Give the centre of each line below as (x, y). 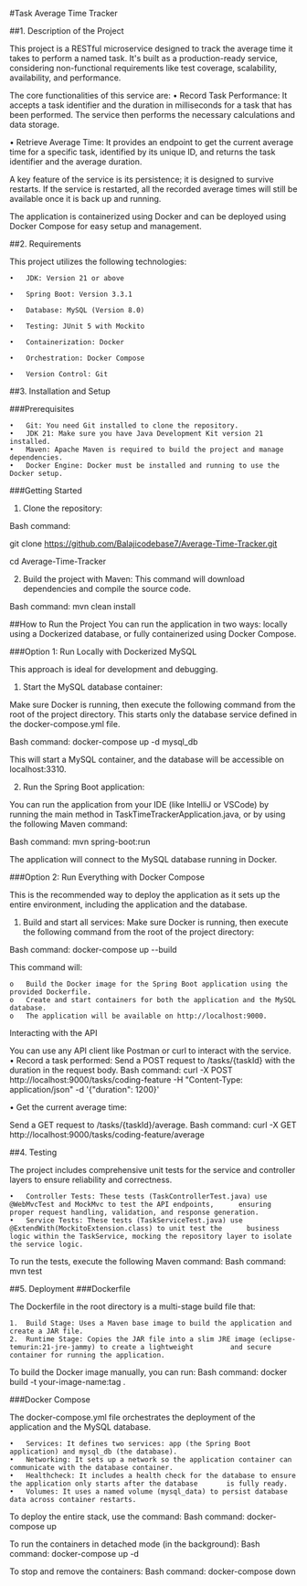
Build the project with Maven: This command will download (133, 579)
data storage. (35, 124)
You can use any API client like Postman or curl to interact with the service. (151, 1051)
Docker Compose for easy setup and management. (106, 226)
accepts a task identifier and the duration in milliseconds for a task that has (151, 105)
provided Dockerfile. (51, 992)
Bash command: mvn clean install (73, 606)
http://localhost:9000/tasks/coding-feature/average (107, 1135)
